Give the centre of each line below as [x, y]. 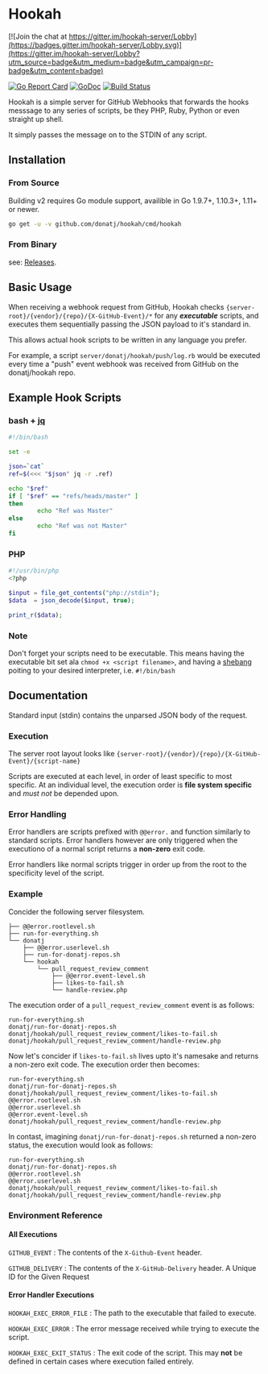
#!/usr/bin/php [34, 571]
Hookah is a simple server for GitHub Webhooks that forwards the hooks [129, 102]
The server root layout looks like [62, 754]
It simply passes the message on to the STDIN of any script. [108, 135]
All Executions [33, 1235]
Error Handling [37, 814]
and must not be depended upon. [64, 793]
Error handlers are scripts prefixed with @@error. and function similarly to [130, 832]
